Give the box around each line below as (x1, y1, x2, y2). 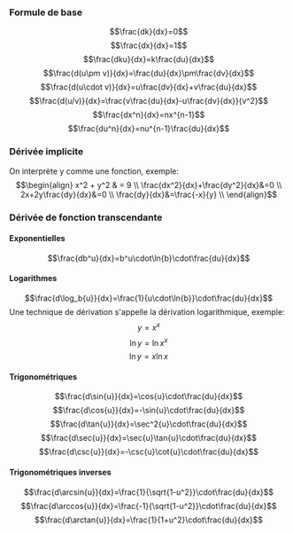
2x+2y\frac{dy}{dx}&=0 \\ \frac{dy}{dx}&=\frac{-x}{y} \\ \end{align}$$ (20, 189, 277, 200)
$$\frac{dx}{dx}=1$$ (110, 40, 188, 51)
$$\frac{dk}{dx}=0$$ (109, 27, 189, 37)
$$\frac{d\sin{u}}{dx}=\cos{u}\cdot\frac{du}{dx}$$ (54, 391, 243, 402)
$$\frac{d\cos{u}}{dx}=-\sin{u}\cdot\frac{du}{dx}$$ (52, 405, 245, 416)
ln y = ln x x (129, 335, 168, 348)
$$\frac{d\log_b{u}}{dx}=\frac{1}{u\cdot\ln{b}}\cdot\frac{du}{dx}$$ (24, 293, 274, 303)
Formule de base (9, 6, 82, 19)
